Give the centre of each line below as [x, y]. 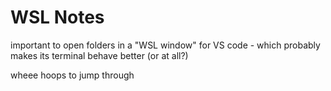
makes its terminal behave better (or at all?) [99, 55]
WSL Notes [57, 17]
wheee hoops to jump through [72, 75]
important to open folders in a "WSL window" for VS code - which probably [165, 45]
